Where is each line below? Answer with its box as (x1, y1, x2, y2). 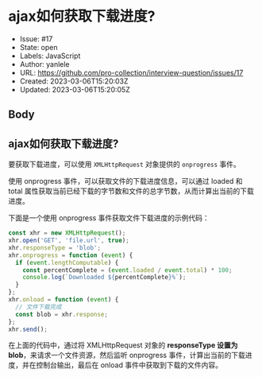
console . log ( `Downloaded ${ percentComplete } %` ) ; (22, 274, 187, 282)
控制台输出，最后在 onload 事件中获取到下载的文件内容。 (35, 360, 222, 370)
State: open (19, 42, 58, 52)
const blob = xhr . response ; (15, 310, 109, 318)
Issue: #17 (19, 33, 53, 44)
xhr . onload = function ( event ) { (8, 296, 119, 304)
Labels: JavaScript (19, 51, 81, 60)
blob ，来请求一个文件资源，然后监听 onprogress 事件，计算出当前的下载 (8, 351, 246, 360)
